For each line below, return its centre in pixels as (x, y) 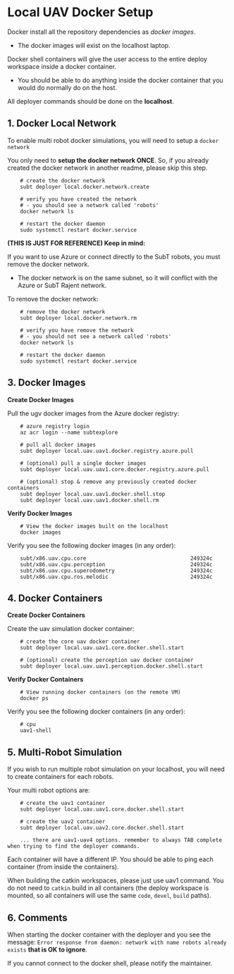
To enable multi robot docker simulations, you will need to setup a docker (113, 140)
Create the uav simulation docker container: (71, 629)
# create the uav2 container (63, 822)
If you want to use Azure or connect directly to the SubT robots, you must (114, 256)
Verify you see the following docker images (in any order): (92, 545)
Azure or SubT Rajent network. (62, 285)
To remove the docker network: (53, 299)
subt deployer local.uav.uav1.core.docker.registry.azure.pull (115, 469)
